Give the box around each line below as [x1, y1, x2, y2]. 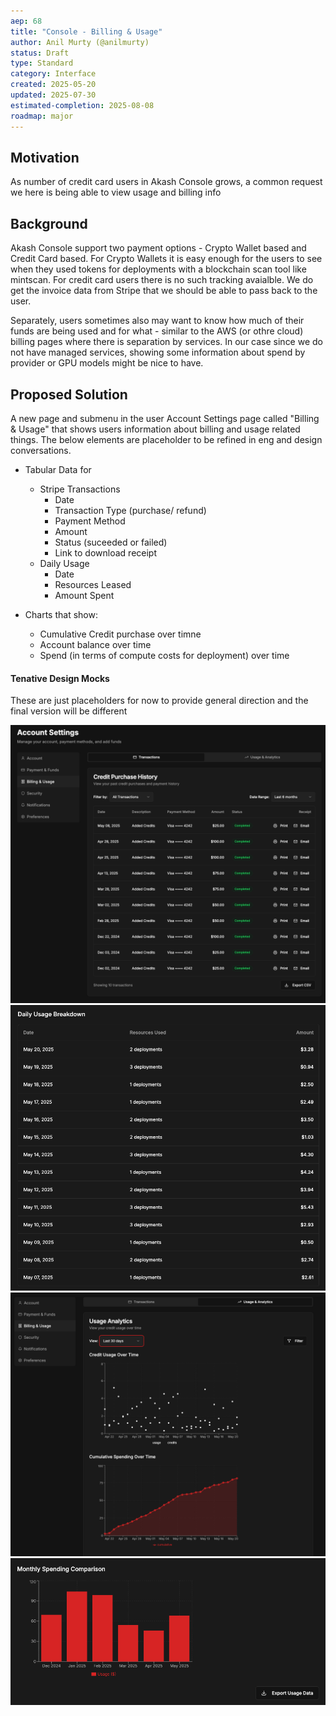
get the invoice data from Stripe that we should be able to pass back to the [10, 285, 318, 297]
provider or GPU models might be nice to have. [10, 357, 204, 369]
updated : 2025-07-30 [10, 90, 97, 100]
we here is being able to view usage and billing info [10, 186, 222, 199]
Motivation [10, 149, 80, 166]
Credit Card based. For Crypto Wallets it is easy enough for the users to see [10, 253, 323, 265]
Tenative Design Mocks [10, 672, 110, 684]
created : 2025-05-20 [10, 80, 97, 90]
